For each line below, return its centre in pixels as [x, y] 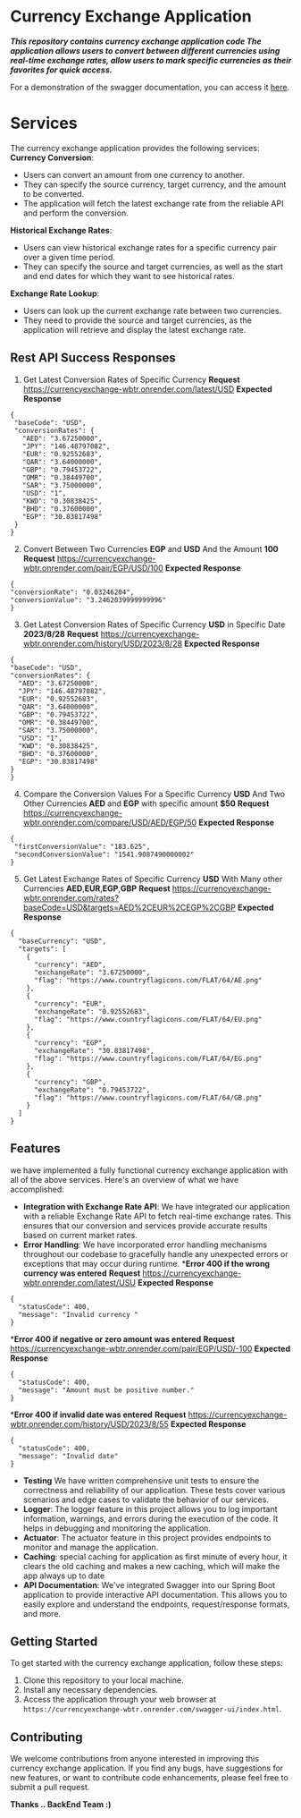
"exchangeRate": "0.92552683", [92, 1011]
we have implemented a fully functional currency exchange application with [149, 1170]
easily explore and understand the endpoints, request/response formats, [156, 1604]
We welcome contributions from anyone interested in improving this [135, 1759]
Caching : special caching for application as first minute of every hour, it [155, 1556]
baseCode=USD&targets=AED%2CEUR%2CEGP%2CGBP [129, 907]
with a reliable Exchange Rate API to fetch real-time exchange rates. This [157, 1216]
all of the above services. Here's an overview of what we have [125, 1179]
